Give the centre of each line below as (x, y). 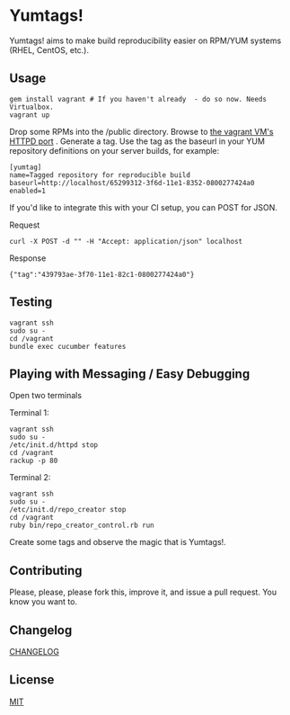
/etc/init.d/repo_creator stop (68, 510)
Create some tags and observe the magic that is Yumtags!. (118, 542)
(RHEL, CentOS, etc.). (49, 49)
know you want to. (44, 602)
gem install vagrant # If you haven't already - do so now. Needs (138, 99)
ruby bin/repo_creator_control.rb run (82, 526)
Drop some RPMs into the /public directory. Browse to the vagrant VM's (141, 131)
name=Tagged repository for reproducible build (100, 175)
